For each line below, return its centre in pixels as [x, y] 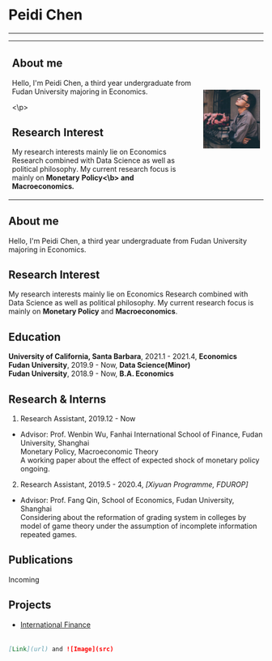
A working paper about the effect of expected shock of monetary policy [140, 460]
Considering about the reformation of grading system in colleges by [133, 518]
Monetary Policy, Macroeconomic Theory [89, 452]
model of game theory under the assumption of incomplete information [138, 526]
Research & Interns [57, 399]
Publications [41, 560]
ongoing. [35, 469]
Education [35, 337]
